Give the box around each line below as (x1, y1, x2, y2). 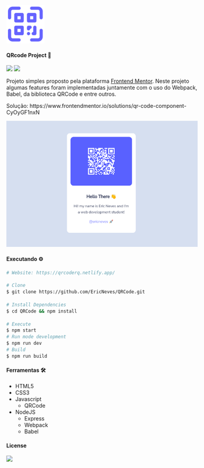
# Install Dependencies (6, 302, 67, 308)
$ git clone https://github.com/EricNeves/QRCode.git (6, 289, 146, 295)
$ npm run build (6, 353, 47, 359)
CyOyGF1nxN (6, 108, 40, 116)
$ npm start (6, 327, 36, 333)
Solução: (6, 102, 29, 110)
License (6, 442, 27, 449)
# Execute (6, 321, 32, 327)
